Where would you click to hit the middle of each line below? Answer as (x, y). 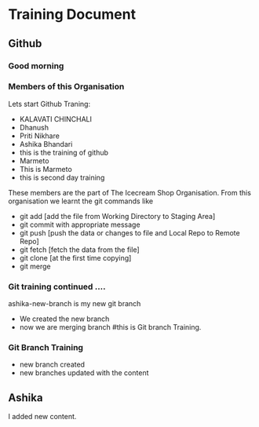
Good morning (36, 66)
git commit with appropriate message (80, 224)
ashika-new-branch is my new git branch (75, 304)
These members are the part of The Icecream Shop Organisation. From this (129, 192)
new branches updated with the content (84, 373)
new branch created (52, 365)
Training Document (72, 15)
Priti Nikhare (40, 136)
